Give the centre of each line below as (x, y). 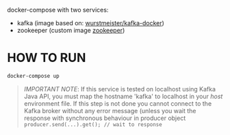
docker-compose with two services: (58, 10)
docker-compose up (33, 76)
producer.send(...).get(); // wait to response (93, 124)
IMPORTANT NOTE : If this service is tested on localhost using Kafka (120, 89)
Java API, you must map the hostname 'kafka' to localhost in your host (123, 96)
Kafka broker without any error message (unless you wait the (110, 110)
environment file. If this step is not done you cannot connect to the (118, 103)
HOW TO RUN (47, 58)
